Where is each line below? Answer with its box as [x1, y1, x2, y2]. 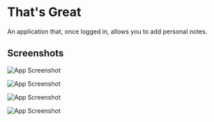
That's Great [7, 4, 82, 20]
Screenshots [7, 47, 64, 59]
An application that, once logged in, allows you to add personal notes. [7, 27, 208, 36]
